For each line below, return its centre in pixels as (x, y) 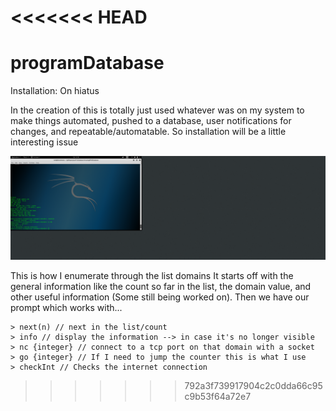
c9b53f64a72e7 (218, 396)
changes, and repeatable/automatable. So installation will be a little (148, 132)
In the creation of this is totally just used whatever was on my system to (157, 110)
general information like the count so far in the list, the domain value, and (161, 286)
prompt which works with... (66, 307)
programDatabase (87, 63)
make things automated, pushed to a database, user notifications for (151, 121)
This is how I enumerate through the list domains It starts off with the (152, 275)
